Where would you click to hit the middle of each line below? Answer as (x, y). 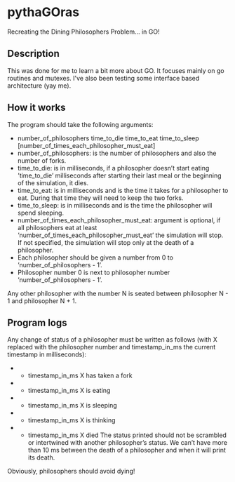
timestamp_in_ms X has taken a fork (80, 375)
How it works (36, 108)
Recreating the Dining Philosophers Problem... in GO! (83, 32)
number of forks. (42, 160)
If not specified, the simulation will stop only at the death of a (106, 242)
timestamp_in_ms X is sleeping (72, 406)
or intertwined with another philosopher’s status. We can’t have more (128, 443)
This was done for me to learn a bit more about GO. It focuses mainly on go (116, 70)
